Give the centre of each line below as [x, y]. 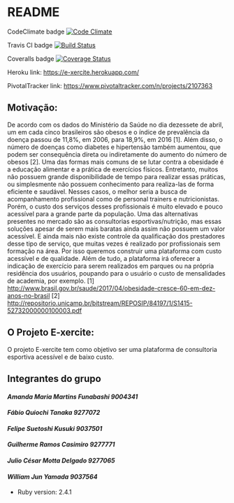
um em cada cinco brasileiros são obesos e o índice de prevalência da [108, 132]
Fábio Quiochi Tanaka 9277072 [54, 413]
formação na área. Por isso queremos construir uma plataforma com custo [115, 251]
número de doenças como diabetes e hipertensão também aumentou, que [114, 147]
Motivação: [32, 108]
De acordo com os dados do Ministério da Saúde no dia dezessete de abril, [115, 125]
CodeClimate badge [36, 31]
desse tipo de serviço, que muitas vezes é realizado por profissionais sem [114, 243]
